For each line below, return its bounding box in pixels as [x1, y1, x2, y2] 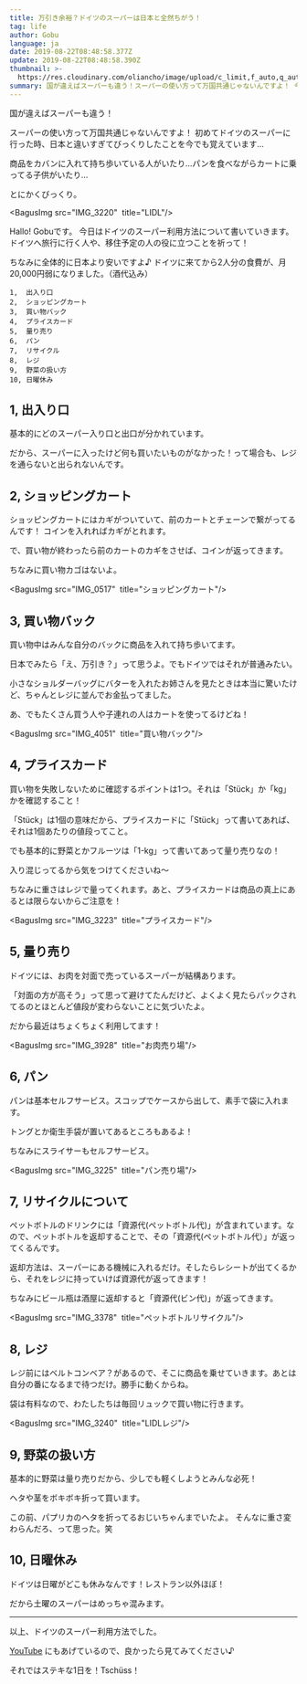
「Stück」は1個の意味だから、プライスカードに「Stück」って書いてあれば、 [9, 814, 295, 825]
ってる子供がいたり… [9, 169, 89, 180]
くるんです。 [16, 1243, 65, 1254]
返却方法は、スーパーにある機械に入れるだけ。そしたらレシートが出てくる [9, 1262, 290, 1273]
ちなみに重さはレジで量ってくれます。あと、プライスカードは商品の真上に [9, 883, 288, 895]
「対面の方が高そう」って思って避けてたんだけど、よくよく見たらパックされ [9, 989, 297, 1000]
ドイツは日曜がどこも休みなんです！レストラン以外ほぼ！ [9, 1578, 226, 1589]
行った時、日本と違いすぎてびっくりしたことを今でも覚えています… [9, 138, 265, 149]
